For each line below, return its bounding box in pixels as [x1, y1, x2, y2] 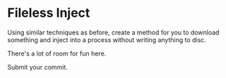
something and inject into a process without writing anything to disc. [7, 35, 206, 44]
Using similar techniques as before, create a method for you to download [7, 28, 220, 37]
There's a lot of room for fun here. [7, 49, 107, 58]
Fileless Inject [7, 5, 90, 21]
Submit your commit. [7, 63, 69, 71]
